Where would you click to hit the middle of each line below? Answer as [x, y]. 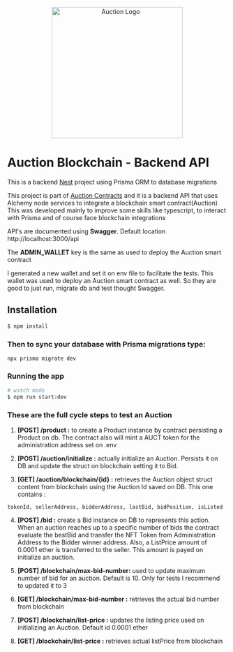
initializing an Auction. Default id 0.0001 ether [83, 628]
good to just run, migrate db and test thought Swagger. [86, 288]
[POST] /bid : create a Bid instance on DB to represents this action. [114, 520]
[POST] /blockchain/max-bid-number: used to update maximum [111, 571]
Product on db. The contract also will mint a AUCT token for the [108, 437]
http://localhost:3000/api [43, 238]
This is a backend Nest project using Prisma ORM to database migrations [112, 182]
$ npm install [28, 326]
